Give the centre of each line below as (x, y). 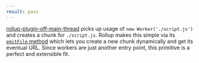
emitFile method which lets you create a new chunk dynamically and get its (99, 41)
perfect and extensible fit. (38, 53)
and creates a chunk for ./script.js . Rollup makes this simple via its (91, 35)
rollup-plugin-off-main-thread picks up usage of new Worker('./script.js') (99, 29)
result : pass (22, 12)
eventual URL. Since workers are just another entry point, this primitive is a (98, 48)
